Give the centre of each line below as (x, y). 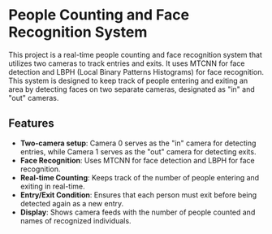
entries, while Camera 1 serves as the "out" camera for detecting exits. (138, 151)
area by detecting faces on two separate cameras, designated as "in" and (132, 89)
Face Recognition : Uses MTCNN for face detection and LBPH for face (137, 160)
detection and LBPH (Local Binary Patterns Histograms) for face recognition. (136, 71)
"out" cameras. (34, 97)
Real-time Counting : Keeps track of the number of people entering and (140, 177)
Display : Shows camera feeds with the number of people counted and (138, 212)
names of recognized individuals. (76, 220)
